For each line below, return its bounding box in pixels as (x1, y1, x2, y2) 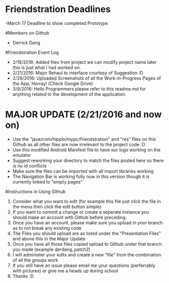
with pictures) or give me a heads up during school (12, 267, 118, 273)
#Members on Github (5, 30, 49, 36)
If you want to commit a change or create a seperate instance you (12, 209, 149, 215)
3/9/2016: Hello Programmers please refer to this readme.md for (12, 85, 146, 91)
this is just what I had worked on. (12, 64, 81, 70)
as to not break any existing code (12, 225, 82, 231)
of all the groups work (12, 257, 58, 263)
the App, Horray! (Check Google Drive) (12, 80, 93, 86)
